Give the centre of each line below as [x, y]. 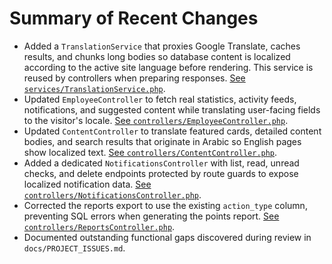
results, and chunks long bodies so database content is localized [157, 56]
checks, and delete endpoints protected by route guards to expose [161, 173]
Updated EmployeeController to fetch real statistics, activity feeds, [160, 99]
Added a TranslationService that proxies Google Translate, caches [162, 46]
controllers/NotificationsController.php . [112, 194]
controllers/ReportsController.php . [99, 226]
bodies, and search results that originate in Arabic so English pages [162, 141]
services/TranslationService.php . [94, 88]
